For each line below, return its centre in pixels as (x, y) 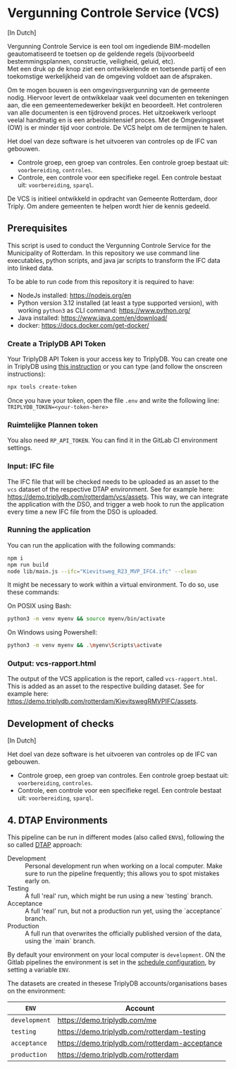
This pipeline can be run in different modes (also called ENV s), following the (116, 837)
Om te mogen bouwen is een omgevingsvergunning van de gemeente (108, 90)
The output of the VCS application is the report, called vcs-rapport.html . (113, 679)
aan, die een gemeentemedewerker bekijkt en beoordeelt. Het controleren (115, 105)
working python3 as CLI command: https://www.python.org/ (104, 310)
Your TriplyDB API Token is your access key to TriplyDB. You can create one (117, 359)
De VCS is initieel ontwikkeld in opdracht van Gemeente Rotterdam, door (113, 199)
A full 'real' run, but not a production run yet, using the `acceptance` (124, 911)
